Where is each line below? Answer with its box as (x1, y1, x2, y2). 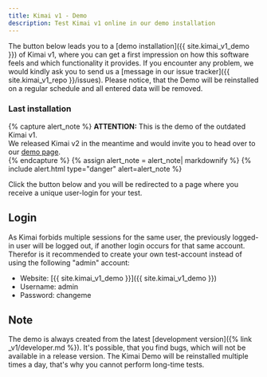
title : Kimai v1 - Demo (8, 11, 88, 20)
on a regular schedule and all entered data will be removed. (8, 83, 203, 93)
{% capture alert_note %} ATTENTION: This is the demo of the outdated (8, 121, 246, 131)
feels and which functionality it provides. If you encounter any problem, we (8, 58, 254, 68)
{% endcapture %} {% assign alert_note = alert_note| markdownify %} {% (8, 155, 252, 165)
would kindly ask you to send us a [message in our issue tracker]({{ (8, 66, 230, 76)
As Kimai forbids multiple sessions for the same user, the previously (8, 232, 231, 242)
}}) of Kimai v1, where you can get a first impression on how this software (8, 50, 249, 59)
